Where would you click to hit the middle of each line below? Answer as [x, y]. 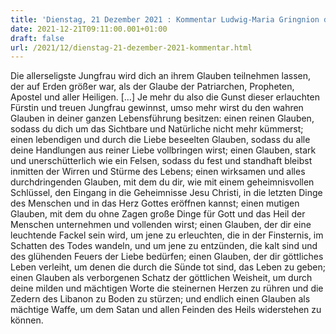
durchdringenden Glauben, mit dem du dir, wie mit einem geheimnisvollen [162, 182]
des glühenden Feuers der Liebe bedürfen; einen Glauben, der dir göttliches [167, 257]
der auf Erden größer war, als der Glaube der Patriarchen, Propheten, [152, 87]
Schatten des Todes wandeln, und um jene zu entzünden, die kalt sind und [164, 246]
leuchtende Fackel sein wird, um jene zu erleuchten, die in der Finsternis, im [167, 235]
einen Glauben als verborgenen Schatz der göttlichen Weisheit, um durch [161, 278]
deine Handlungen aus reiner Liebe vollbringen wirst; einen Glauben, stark [163, 150]
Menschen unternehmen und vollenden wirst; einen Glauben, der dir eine [161, 225]
